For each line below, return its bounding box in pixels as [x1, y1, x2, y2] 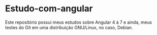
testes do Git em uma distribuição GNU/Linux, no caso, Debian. [5, 24, 133, 30]
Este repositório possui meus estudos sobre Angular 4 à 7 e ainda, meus [5, 19, 152, 25]
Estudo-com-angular [5, 3, 93, 14]
